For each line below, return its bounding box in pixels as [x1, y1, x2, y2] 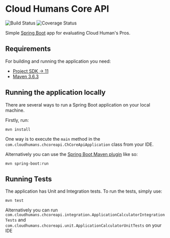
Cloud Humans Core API [5, 3, 109, 15]
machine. [5, 107, 25, 113]
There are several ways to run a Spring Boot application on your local [5, 101, 150, 108]
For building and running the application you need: [5, 58, 111, 64]
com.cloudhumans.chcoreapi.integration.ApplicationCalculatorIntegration [5, 213, 165, 218]
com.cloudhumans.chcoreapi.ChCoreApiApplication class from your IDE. [5, 141, 154, 147]
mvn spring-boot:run [5, 161, 49, 166]
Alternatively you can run [5, 207, 58, 213]
